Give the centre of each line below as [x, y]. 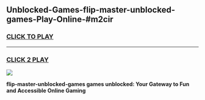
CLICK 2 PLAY [27, 59]
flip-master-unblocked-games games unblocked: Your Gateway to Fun [98, 84]
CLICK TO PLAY [30, 37]
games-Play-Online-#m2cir [60, 20]
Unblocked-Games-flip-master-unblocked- [91, 10]
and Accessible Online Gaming [46, 90]
